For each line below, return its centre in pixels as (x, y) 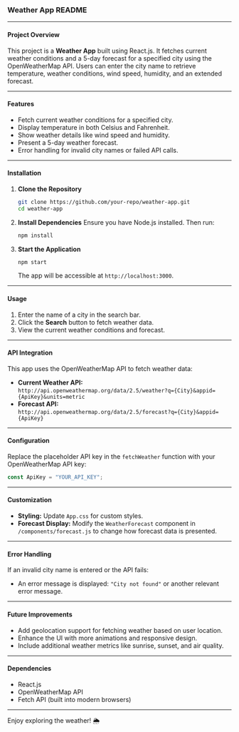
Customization (30, 500)
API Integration (30, 353)
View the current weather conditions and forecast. (91, 330)
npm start (32, 262)
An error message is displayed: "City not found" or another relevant (118, 584)
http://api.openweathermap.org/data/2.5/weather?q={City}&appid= (116, 390)
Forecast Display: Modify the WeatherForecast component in (106, 524)
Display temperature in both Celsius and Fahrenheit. (94, 127)
